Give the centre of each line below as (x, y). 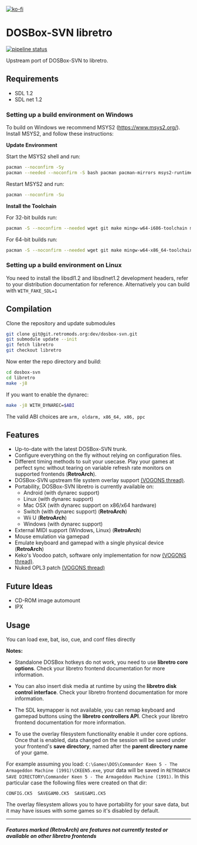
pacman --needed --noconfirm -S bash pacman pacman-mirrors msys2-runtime (99, 173)
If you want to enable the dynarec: (47, 395)
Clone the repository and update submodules (61, 323)
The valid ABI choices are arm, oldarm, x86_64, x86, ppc (76, 416)
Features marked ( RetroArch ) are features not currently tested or (87, 830)
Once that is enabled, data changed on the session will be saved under (100, 740)
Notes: (15, 650)
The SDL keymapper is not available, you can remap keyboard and (95, 710)
